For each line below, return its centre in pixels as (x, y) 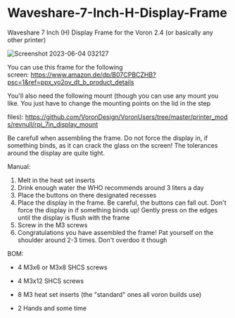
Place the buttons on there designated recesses (87, 195)
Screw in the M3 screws (52, 225)
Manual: (19, 166)
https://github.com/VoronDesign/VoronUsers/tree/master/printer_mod (126, 117)
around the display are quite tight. (56, 153)
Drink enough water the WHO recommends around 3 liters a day (110, 187)
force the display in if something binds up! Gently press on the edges (118, 210)
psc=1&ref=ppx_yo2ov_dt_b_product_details (71, 82)
